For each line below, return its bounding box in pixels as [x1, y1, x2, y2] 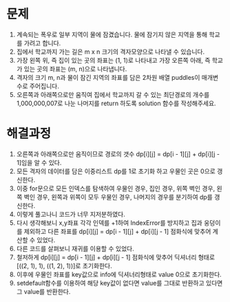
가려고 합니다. [23, 39, 61, 47]
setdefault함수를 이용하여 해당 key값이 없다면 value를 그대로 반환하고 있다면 [16, 279, 223, 287]
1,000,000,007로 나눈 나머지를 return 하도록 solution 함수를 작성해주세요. [16, 99, 216, 107]
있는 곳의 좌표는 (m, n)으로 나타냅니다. [23, 65, 127, 73]
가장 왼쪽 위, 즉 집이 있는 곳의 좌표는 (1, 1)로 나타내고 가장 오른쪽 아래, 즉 [16, 56, 211, 64]
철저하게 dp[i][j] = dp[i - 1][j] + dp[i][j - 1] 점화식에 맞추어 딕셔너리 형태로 [16, 252, 215, 261]
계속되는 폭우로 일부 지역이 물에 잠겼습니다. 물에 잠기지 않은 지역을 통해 [16, 30, 208, 39]
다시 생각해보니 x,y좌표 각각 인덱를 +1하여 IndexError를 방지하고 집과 [16, 218, 202, 227]
